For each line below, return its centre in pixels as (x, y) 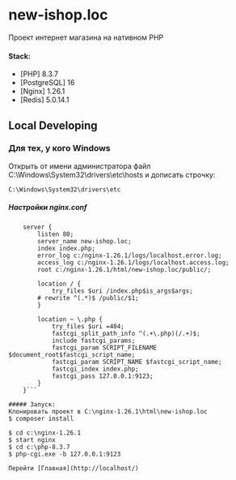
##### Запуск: (32, 404)
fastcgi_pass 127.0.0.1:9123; (102, 376)
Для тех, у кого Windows (59, 148)
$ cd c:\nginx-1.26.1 (45, 433)
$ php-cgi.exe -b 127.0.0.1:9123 (65, 454)
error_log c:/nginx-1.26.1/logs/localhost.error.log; (130, 255)
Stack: (19, 56)
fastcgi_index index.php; (95, 369)
